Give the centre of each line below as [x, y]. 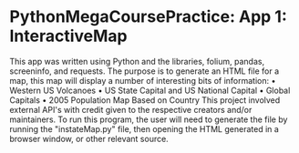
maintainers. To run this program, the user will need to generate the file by [149, 119]
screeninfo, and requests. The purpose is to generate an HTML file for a [144, 71]
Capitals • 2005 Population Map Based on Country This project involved [145, 100]
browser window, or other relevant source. [89, 138]
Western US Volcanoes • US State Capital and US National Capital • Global [150, 90]
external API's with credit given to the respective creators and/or [131, 109]
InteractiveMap [68, 36]
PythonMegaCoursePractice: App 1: [148, 17]
